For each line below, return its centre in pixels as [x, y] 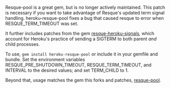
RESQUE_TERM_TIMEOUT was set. [42, 23]
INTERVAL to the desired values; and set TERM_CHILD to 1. [67, 70]
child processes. [23, 44]
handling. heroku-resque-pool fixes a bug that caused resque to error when [84, 18]
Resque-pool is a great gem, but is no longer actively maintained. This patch [85, 7]
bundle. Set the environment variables [45, 60]
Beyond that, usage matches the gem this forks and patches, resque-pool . [83, 80]
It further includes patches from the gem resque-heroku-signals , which [80, 33]
